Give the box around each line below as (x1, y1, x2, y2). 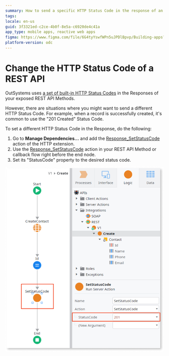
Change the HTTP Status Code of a (5, 63, 154, 74)
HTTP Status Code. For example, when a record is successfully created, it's (5, 110, 162, 116)
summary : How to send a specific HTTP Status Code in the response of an (5, 8, 163, 13)
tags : (5, 13, 17, 19)
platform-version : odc (5, 40, 53, 45)
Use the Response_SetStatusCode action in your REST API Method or (12, 146, 157, 152)
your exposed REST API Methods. (5, 95, 75, 101)
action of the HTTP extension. (12, 140, 75, 146)
